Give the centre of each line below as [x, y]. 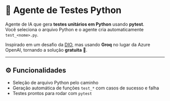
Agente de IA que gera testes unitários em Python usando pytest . [75, 24]
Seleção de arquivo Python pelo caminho [55, 82]
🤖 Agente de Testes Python [63, 10]
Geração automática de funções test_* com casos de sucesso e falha [86, 88]
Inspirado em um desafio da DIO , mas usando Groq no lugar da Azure [78, 44]
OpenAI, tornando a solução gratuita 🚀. [46, 50]
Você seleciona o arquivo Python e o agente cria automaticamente [75, 29]
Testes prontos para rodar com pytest [52, 93]
